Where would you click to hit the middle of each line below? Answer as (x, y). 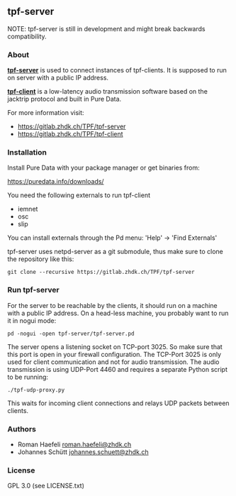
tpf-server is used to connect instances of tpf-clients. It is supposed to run (117, 70)
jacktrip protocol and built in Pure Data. (64, 99)
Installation (27, 153)
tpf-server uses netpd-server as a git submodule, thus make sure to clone (115, 252)
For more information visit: (46, 113)
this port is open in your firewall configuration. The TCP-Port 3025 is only (114, 354)
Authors (22, 429)
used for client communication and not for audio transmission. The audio (113, 362)
